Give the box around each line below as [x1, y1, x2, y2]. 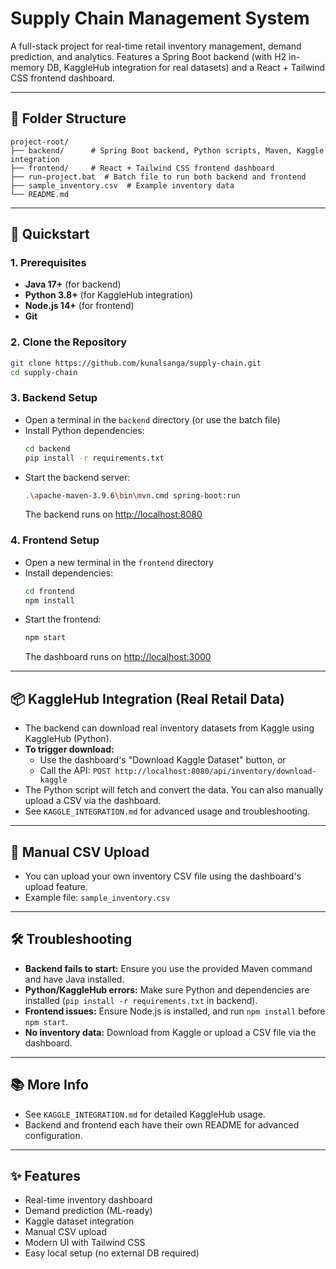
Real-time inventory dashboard [24, 1194, 153, 1206]
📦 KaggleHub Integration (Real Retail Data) [10, 690, 285, 707]
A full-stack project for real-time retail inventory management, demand [10, 40, 302, 52]
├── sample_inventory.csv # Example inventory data [10, 180, 235, 191]
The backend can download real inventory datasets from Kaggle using [24, 722, 315, 734]
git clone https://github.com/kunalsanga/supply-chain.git [10, 358, 262, 368]
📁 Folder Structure [10, 110, 127, 127]
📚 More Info [10, 1077, 89, 1094]
